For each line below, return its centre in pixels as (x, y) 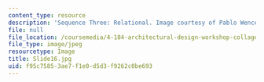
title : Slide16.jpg (40, 59)
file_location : (33, 37)
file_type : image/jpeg (45, 45)
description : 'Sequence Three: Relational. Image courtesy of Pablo (123, 23)
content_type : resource (47, 15)
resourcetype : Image (42, 52)
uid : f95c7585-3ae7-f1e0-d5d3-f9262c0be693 (81, 66)
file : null (26, 30)
